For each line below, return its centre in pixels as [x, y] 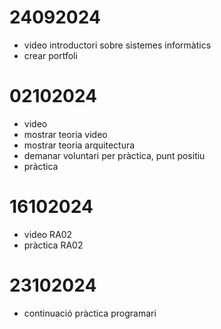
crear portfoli [50, 55]
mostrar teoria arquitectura [79, 145]
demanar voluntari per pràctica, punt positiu [114, 155]
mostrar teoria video [65, 134]
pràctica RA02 [53, 245]
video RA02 [48, 234]
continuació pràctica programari [90, 313]
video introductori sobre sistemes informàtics [117, 45]
